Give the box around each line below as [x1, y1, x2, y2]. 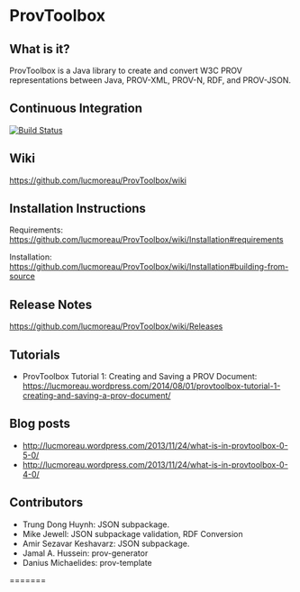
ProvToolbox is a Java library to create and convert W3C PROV [9, 65, 243, 76]
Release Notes [9, 296, 93, 312]
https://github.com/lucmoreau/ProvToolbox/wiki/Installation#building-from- [9, 261, 289, 272]
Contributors [9, 495, 84, 510]
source [9, 271, 36, 282]
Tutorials [9, 347, 60, 362]
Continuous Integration [9, 101, 142, 116]
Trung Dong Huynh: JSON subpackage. [22, 519, 170, 530]
